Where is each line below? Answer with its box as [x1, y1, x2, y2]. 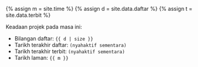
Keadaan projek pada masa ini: [5, 24, 83, 30]
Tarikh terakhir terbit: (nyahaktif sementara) [14, 48, 125, 55]
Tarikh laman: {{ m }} [14, 54, 69, 61]
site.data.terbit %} [5, 11, 51, 19]
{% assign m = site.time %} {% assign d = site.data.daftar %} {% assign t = [5, 5, 193, 12]
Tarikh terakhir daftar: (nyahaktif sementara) [14, 42, 127, 48]
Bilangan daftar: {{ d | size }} [14, 35, 94, 42]
